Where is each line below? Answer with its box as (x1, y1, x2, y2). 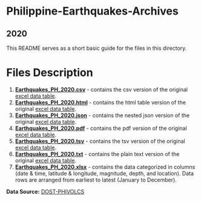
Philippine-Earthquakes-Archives (6, 4, 179, 18)
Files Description (6, 66, 93, 80)
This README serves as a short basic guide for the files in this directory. (6, 44, 187, 52)
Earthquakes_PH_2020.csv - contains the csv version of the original (15, 86, 188, 93)
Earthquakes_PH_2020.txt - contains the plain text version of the (15, 150, 180, 157)
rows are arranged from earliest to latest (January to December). (15, 176, 177, 183)
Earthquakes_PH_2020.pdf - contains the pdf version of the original (15, 124, 187, 132)
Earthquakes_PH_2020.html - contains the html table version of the (15, 98, 186, 106)
